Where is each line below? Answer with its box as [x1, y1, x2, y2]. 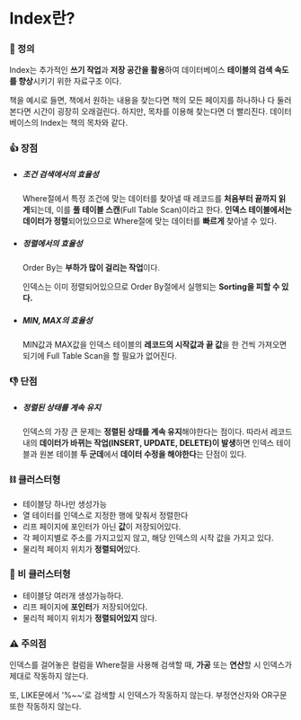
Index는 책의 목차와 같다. [40, 118, 128, 129]
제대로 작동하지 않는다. [9, 671, 89, 681]
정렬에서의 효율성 [22, 237, 84, 248]
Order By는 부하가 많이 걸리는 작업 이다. [22, 262, 160, 273]
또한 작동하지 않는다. [9, 701, 82, 712]
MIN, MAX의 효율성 [22, 315, 93, 325]
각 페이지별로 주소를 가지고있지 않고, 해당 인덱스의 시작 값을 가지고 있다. [22, 532, 274, 543]
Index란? [9, 8, 75, 29]
